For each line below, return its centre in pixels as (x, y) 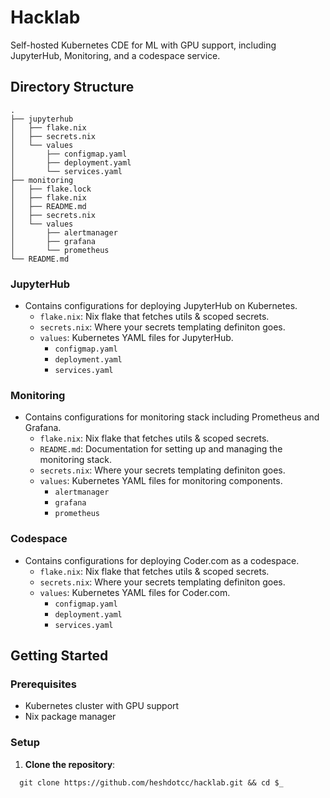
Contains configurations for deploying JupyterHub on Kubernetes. (161, 306)
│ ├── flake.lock (51, 189)
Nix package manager (70, 717)
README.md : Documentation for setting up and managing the (161, 449)
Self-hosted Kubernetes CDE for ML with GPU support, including (143, 45)
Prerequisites (43, 684)
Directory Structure (72, 87)
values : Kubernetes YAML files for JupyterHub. (136, 338)
